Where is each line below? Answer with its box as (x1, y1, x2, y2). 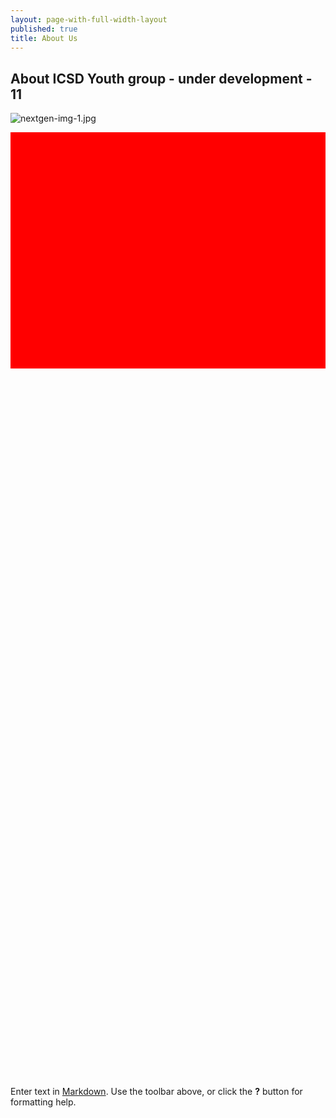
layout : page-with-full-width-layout (10, 14, 168, 25)
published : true (10, 24, 78, 34)
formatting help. (10, 1096, 77, 1108)
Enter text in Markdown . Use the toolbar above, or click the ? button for (10, 1086, 303, 1098)
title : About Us (10, 33, 78, 43)
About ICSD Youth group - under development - (10, 70, 313, 87)
